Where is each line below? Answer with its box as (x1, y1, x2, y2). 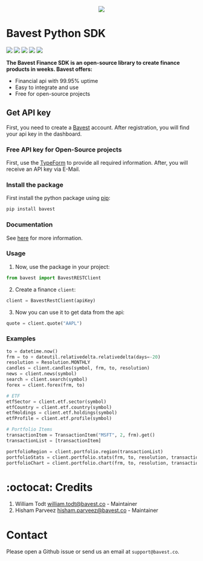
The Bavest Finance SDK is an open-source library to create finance (6, 59, 180, 66)
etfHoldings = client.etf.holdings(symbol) (6, 410, 118, 416)
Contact (6, 528, 48, 542)
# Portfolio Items (6, 427, 53, 433)
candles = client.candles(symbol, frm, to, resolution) (6, 365, 150, 371)
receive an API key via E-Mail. (6, 165, 80, 173)
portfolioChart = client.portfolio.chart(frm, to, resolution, (6, 460, 169, 466)
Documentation (6, 221, 53, 229)
